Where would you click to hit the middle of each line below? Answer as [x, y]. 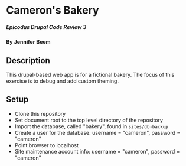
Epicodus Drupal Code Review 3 [46, 27]
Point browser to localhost [46, 145]
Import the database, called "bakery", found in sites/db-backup [91, 126]
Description [28, 61]
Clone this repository [40, 113]
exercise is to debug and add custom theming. [63, 81]
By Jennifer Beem [29, 42]
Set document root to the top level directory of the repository [89, 120]
